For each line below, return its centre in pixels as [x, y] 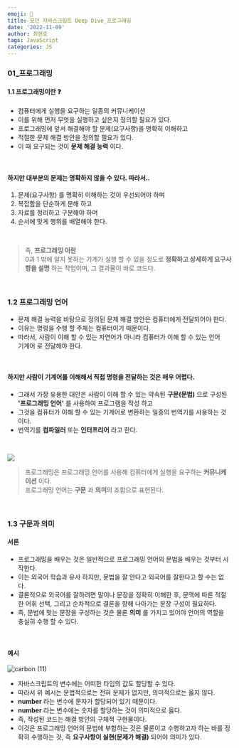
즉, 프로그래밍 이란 [51, 250]
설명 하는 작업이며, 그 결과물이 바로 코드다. [97, 268]
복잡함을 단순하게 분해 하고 [55, 204]
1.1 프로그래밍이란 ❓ [34, 91]
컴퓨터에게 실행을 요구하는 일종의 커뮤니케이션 [81, 111]
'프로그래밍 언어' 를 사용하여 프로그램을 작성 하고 [85, 403]
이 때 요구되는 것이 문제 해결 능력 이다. [70, 146]
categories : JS [30, 47]
